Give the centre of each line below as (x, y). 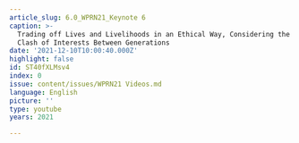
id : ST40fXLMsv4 (39, 68)
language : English (43, 92)
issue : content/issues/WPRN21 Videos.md (86, 84)
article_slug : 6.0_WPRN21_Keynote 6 (77, 17)
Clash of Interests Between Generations (94, 42)
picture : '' (31, 101)
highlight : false (42, 59)
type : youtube (36, 109)
